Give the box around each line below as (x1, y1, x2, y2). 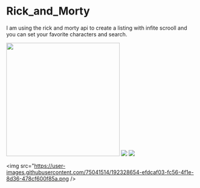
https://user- (34, 162, 66, 169)
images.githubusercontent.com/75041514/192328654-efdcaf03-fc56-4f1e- (6, 168, 195, 176)
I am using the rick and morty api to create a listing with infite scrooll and (6, 24, 187, 31)
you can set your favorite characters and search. (6, 30, 127, 37)
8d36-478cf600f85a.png (6, 175, 69, 182)
